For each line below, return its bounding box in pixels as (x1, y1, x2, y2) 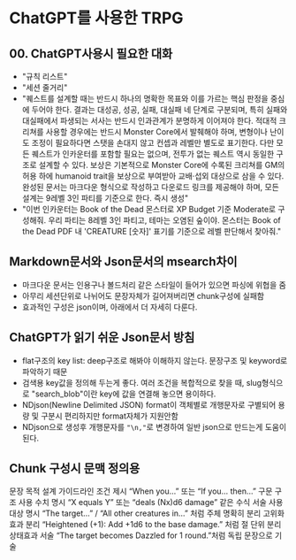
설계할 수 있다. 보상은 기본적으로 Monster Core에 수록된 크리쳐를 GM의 (38, 160, 285, 170)
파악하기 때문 (21, 366, 68, 377)
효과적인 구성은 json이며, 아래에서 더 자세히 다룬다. (21, 302, 198, 312)
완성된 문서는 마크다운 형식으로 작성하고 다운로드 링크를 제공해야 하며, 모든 (21, 182, 280, 192)
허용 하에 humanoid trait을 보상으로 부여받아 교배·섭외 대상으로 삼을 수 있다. (21, 171, 285, 181)
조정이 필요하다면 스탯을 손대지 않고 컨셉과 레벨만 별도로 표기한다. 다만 (31, 138, 275, 148)
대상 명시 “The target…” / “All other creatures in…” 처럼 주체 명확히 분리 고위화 (9, 508, 285, 518)
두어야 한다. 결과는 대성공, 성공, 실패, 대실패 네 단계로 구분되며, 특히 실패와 (31, 104, 288, 115)
